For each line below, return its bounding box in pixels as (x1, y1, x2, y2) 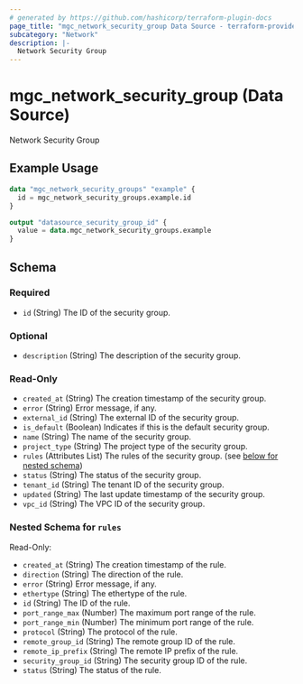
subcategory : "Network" (9, 30, 99, 39)
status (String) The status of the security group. (22, 470, 202, 481)
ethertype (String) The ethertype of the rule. (22, 587, 188, 598)
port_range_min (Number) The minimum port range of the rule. (22, 616, 254, 627)
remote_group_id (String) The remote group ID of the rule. (22, 635, 236, 646)
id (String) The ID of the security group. (22, 307, 171, 318)
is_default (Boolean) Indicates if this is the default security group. (22, 421, 271, 433)
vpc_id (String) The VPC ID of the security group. (22, 498, 206, 510)
